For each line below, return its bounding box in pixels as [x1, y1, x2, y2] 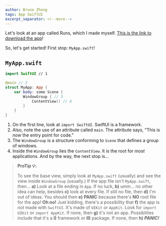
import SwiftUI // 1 [5, 72, 48, 76]
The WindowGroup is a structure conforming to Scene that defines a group [12, 138, 159, 144]
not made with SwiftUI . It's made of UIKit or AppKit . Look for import [17, 205, 157, 211]
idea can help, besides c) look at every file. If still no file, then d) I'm [17, 189, 156, 195]
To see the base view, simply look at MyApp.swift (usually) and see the [17, 173, 161, 179]
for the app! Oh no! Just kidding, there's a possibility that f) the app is [17, 199, 160, 205]
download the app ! [5, 35, 44, 41]
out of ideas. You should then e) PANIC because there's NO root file [17, 194, 157, 200]
